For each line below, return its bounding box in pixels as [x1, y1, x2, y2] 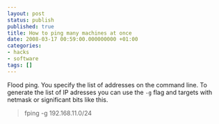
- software [7, 55, 39, 62]
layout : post [7, 10, 45, 17]
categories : [7, 42, 42, 49]
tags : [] [7, 62, 33, 69]
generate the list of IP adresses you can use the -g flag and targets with [7, 88, 213, 96]
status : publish [7, 17, 54, 24]
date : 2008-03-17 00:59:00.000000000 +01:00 [7, 36, 138, 43]
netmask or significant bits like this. [7, 95, 108, 104]
